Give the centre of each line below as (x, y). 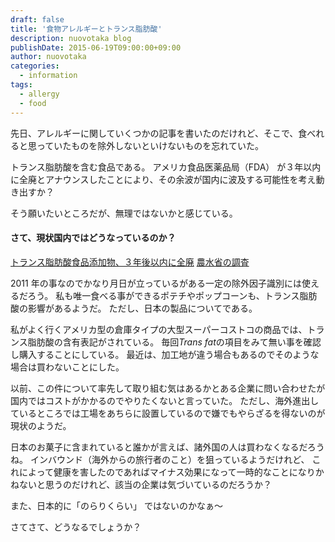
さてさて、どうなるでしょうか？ (76, 527)
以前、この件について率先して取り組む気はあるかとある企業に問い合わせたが (168, 388)
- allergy (39, 94)
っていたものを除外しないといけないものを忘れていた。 (150, 145)
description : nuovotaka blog (71, 38)
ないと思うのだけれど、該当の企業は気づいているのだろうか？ (145, 484)
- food (33, 103)
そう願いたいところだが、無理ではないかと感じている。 (124, 213)
